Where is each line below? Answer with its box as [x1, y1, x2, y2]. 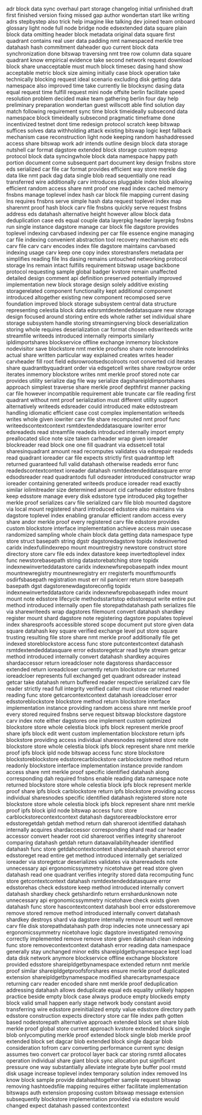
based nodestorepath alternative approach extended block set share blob [6, 1018, 189, 1026]
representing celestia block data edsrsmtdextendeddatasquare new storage [6, 307, 195, 313]
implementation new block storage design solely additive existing [6, 281, 169, 288]
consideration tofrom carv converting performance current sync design [6, 1044, 184, 1051]
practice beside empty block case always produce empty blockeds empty [6, 993, 190, 1000]
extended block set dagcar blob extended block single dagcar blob [6, 1038, 173, 1045]
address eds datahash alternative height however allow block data [6, 211, 171, 217]
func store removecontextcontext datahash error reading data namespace [6, 942, 191, 948]
